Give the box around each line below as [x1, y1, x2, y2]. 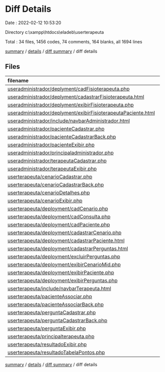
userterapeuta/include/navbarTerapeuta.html [7, 285, 111, 292]
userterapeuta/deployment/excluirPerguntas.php [7, 253, 120, 260]
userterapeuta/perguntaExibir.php [7, 325, 86, 332]
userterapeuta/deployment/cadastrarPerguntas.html [7, 245, 129, 252]
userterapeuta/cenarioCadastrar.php [7, 173, 92, 180]
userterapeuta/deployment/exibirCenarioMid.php [7, 261, 121, 268]
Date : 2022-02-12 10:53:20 [5, 20, 61, 26]
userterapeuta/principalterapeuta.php [7, 333, 95, 340]
